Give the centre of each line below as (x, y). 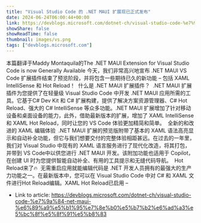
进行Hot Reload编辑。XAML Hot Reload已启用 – (70, 183)
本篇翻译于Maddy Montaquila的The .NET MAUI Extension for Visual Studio (98, 63)
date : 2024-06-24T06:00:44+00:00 (48, 17)
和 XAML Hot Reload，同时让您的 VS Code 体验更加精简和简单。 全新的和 (98, 123)
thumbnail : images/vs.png (38, 40)
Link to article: (32, 195)
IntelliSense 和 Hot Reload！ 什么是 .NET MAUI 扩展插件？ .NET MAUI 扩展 (99, 85)
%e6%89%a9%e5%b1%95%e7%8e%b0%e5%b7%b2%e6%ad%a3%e (104, 207)
